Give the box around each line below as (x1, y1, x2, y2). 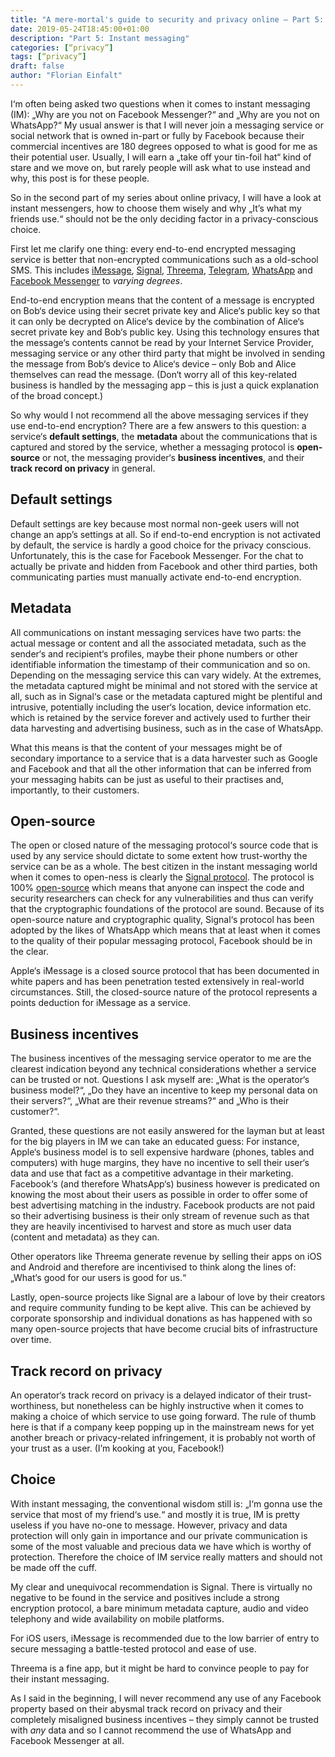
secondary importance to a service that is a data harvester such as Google (10, 752, 318, 764)
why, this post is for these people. (10, 172, 150, 184)
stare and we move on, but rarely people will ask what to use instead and (10, 161, 311, 173)
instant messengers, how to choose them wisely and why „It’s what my (10, 202, 302, 214)
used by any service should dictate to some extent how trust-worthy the (10, 850, 308, 862)
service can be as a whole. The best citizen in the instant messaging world (10, 861, 318, 873)
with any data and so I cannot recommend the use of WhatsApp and (10, 1724, 292, 1736)
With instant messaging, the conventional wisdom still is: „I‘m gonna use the (10, 1497, 323, 1510)
